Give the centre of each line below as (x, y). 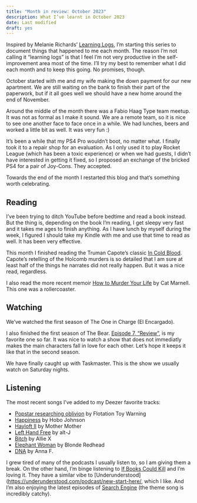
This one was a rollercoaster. (41, 289)
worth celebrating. (29, 184)
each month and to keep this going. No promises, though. (76, 70)
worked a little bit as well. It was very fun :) (58, 130)
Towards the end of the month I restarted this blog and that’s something (93, 177)
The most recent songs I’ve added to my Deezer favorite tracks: (83, 402)
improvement (22, 63)
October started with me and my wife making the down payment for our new (98, 81)
